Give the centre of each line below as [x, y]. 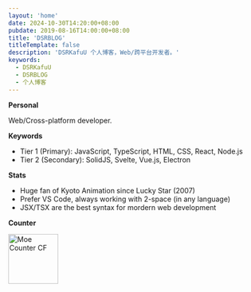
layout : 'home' [33, 16]
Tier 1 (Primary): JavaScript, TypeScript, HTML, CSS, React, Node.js [131, 151]
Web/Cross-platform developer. [60, 120]
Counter [22, 223]
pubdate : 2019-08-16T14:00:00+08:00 [69, 30]
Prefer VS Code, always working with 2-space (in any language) [125, 199]
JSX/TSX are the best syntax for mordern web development [118, 207]
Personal [24, 105]
